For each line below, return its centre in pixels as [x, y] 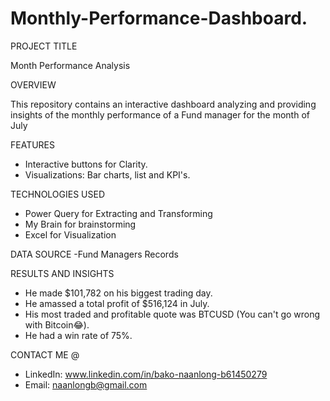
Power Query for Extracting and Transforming [118, 213]
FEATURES [33, 144]
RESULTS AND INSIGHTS [62, 273]
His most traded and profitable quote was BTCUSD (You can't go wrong [172, 314]
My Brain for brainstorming [80, 224]
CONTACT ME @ [45, 354]
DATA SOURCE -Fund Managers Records [94, 254]
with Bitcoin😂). [57, 324]
